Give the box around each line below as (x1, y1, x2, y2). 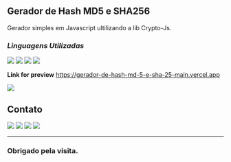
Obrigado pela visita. (7, 146, 78, 155)
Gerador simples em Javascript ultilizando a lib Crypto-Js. (7, 23, 172, 32)
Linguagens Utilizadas (7, 40, 85, 50)
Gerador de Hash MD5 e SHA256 (7, 5, 151, 17)
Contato (7, 103, 43, 115)
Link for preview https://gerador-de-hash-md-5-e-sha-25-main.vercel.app (7, 71, 220, 79)
